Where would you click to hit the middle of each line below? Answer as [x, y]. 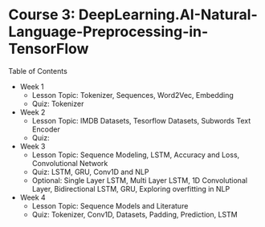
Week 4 [33, 197]
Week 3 [33, 146]
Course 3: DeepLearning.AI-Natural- [133, 15]
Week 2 [33, 112]
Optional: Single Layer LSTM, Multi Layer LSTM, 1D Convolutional [139, 180]
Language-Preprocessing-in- [108, 32]
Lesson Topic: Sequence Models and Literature [110, 205]
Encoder [46, 129]
